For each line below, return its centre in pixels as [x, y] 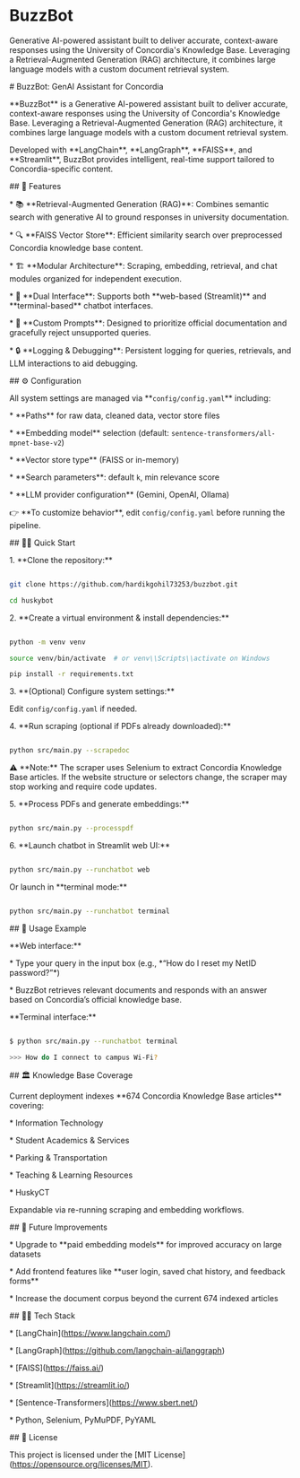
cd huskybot [31, 600]
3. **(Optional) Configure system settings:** [92, 691]
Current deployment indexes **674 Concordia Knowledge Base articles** [146, 1096]
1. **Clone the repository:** [61, 560]
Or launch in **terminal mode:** [69, 887]
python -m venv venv [48, 642]
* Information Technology [56, 1123]
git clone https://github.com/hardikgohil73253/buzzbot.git [124, 584]
